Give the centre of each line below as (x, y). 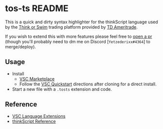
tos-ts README (37, 8)
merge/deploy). (21, 47)
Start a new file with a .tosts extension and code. (62, 89)
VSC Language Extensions (39, 116)
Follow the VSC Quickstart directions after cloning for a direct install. (88, 84)
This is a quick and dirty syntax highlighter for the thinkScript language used (81, 22)
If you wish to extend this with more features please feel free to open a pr (79, 36)
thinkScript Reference (34, 121)
